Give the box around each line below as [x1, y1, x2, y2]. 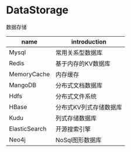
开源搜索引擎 [55, 125, 91, 133]
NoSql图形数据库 [55, 136, 102, 144]
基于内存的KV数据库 [55, 59, 111, 68]
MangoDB [9, 81, 37, 89]
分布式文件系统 [55, 92, 97, 100]
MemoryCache [9, 70, 50, 78]
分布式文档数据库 [55, 81, 103, 89]
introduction [71, 37, 106, 45]
